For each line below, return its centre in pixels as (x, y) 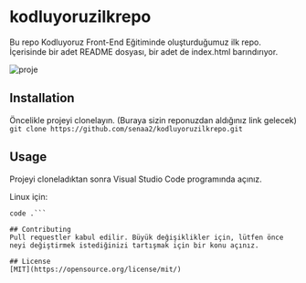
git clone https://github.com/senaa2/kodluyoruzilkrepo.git (127, 129)
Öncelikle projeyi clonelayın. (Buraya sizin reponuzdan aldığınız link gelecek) (153, 120)
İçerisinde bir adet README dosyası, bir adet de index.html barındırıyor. (144, 51)
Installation (42, 98)
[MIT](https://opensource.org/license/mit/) (95, 269)
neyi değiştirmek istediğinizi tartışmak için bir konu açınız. (134, 245)
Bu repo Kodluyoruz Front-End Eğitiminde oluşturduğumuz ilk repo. (136, 42)
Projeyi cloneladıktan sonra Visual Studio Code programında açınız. (136, 179)
